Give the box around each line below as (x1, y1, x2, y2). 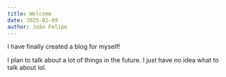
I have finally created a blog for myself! (7, 43, 121, 51)
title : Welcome (7, 10, 52, 17)
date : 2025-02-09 (7, 17, 58, 24)
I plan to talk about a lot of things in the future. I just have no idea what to (7, 56, 220, 64)
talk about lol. (7, 64, 47, 72)
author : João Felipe (7, 23, 68, 30)
